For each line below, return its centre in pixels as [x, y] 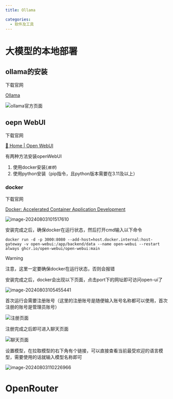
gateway [14, 244]
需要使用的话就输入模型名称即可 [48, 357]
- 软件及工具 [22, 24]
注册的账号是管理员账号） [32, 307]
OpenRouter [32, 388]
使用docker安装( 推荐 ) [35, 167]
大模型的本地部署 [42, 51]
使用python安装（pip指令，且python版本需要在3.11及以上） [75, 174]
